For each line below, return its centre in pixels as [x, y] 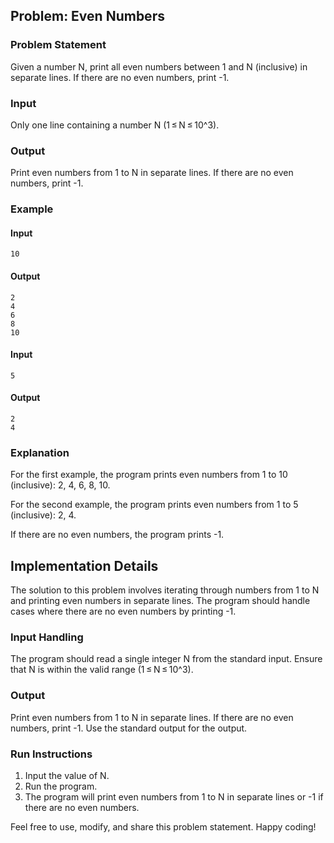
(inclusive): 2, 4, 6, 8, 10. [60, 485]
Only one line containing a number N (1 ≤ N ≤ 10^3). [115, 125]
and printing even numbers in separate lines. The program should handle [160, 601]
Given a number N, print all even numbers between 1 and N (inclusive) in [159, 66]
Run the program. [61, 786]
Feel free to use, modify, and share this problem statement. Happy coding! [163, 827]
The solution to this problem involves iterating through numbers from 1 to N [165, 590]
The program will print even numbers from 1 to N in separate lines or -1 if [174, 797]
